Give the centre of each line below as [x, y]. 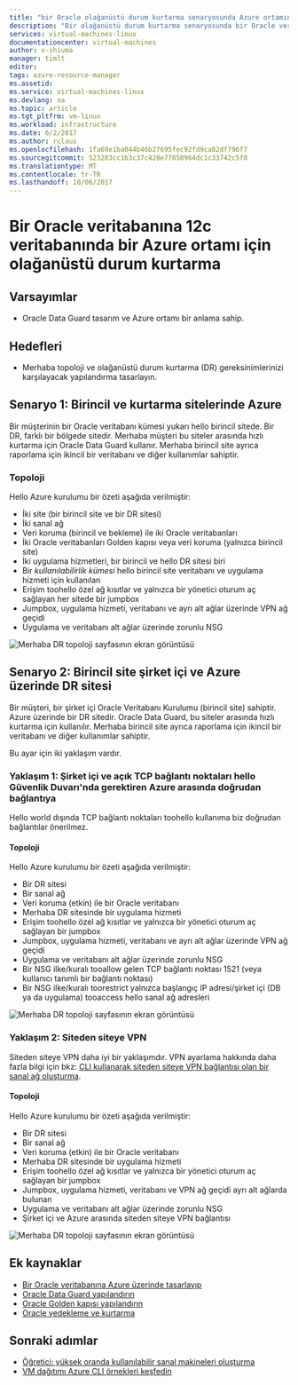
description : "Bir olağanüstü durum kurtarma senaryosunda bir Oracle [142, 26]
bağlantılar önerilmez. [49, 827]
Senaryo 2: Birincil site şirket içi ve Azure [125, 673]
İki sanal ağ [43, 524]
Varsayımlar [43, 297]
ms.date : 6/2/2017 [43, 133]
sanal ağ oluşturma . [45, 1076]
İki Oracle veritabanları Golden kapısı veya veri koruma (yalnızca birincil [153, 542]
